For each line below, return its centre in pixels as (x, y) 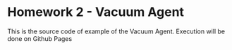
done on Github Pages (40, 38)
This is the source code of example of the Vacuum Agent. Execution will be (116, 31)
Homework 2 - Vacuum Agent (96, 12)
